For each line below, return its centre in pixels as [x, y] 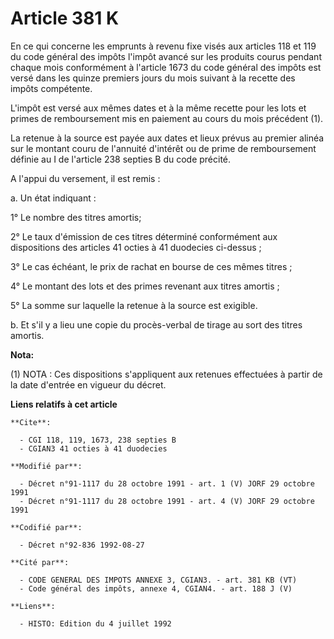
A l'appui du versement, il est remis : [85, 178]
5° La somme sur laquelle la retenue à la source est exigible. [134, 305]
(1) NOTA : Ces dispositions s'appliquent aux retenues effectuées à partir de [166, 374]
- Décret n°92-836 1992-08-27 [82, 545]
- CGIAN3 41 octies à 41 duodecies [93, 448]
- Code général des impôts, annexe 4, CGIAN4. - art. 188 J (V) [156, 588]
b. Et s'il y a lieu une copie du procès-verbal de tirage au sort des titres [156, 324]
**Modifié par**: [46, 466]
